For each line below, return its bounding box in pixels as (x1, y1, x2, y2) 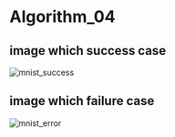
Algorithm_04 (9, 6, 116, 27)
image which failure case (9, 93, 155, 109)
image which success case (9, 43, 167, 58)
